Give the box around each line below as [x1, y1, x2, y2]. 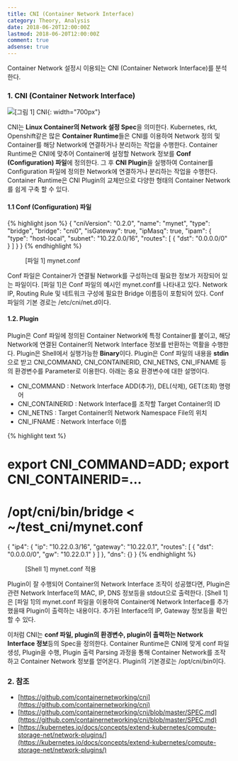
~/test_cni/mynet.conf [7, 519, 144, 535]
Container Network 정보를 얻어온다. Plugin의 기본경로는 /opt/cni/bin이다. [20, 657, 226, 665]
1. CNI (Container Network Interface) [7, 90, 136, 100]
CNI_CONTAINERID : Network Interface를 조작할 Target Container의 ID [17, 399, 221, 408]
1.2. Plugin [7, 314, 39, 323]
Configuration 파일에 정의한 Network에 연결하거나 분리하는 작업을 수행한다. [7, 168, 218, 176]
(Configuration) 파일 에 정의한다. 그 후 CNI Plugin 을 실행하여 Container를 [7, 158, 214, 167]
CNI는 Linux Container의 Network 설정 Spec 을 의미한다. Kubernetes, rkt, [7, 123, 217, 131]
